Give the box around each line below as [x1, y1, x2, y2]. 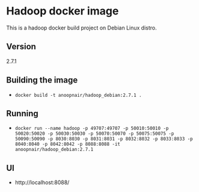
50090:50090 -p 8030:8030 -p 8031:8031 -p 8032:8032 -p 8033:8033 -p [14, 136, 194, 142]
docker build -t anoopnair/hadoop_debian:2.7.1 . [14, 92, 142, 98]
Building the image [6, 75, 78, 85]
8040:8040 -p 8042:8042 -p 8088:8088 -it [14, 141, 120, 147]
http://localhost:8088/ [14, 179, 70, 186]
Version [6, 42, 36, 52]
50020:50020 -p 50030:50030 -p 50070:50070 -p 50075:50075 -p [14, 131, 174, 137]
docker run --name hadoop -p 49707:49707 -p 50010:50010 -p [14, 125, 169, 132]
